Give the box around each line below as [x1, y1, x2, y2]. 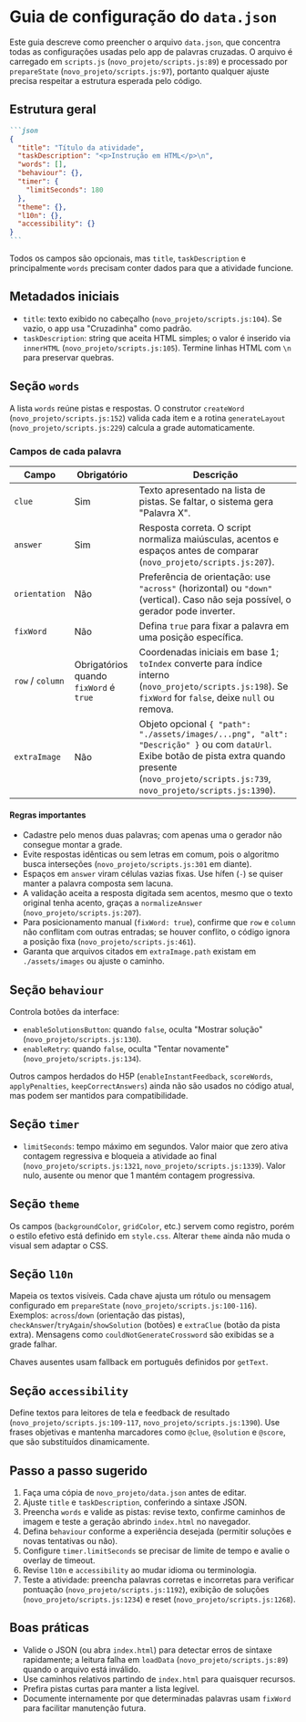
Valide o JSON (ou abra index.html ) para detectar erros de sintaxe [22, 1644, 273, 1655]
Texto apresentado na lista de [138, 484, 266, 496]
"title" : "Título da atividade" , [17, 143, 145, 152]
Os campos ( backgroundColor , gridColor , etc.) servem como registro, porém [9, 1220, 295, 1231]
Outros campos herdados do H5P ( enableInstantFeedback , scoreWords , [9, 1070, 273, 1081]
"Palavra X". [138, 506, 191, 519]
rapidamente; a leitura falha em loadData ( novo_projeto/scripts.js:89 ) [22, 1654, 289, 1665]
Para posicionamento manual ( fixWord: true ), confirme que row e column [22, 917, 296, 928]
